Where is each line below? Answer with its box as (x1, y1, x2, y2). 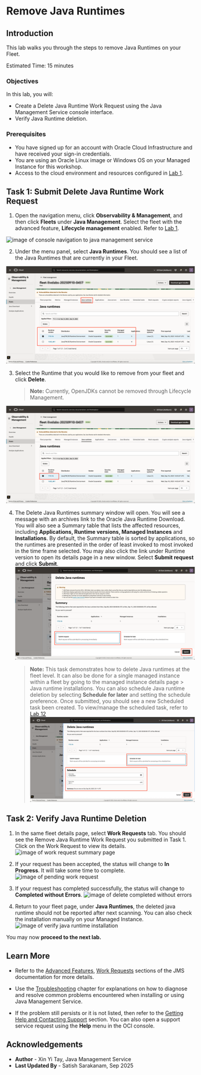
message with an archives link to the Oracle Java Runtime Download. (14, 515, 185, 523)
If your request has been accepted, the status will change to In (14, 860, 169, 867)
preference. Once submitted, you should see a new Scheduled (29, 697, 184, 704)
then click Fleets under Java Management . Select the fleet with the (14, 218, 182, 226)
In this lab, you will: (6, 91, 54, 98)
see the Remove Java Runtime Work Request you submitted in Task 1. (14, 836, 187, 843)
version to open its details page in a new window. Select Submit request (14, 554, 194, 561)
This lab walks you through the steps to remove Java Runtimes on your (6, 44, 181, 51)
